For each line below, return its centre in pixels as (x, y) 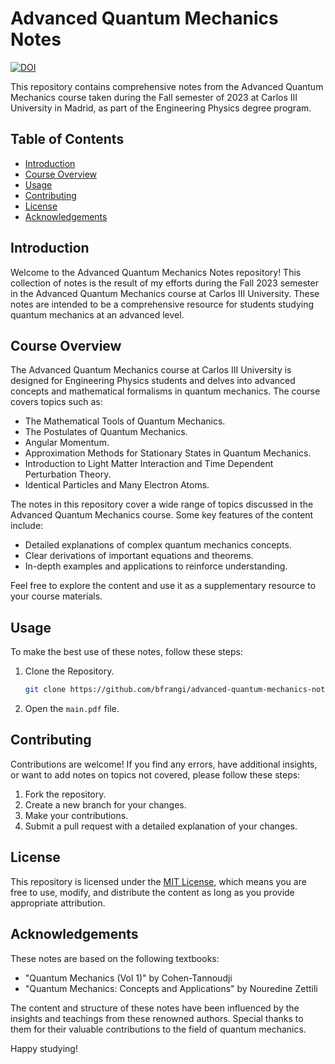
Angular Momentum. (67, 443)
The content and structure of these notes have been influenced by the (155, 1008)
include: (27, 526)
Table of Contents (67, 139)
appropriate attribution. (58, 903)
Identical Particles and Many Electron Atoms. (117, 485)
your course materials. (56, 596)
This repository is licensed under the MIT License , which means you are (158, 881)
